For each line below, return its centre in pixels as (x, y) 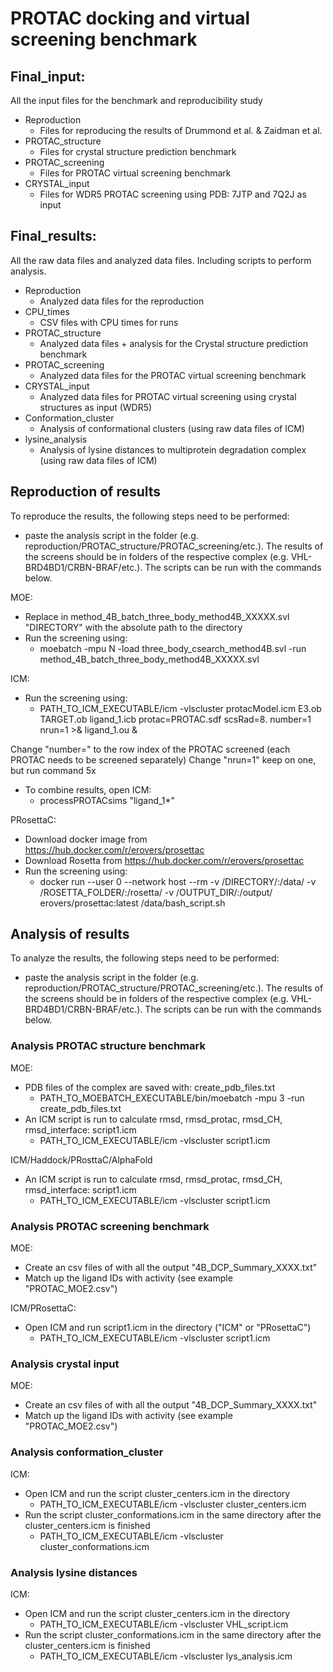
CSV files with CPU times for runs (109, 322)
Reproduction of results (86, 492)
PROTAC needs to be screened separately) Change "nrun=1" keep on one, (163, 759)
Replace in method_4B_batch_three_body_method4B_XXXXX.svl (157, 616)
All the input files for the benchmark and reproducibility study (136, 100)
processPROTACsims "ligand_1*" (107, 800)
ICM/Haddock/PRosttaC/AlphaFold (81, 1159)
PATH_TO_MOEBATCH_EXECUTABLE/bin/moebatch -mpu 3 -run (172, 1098)
